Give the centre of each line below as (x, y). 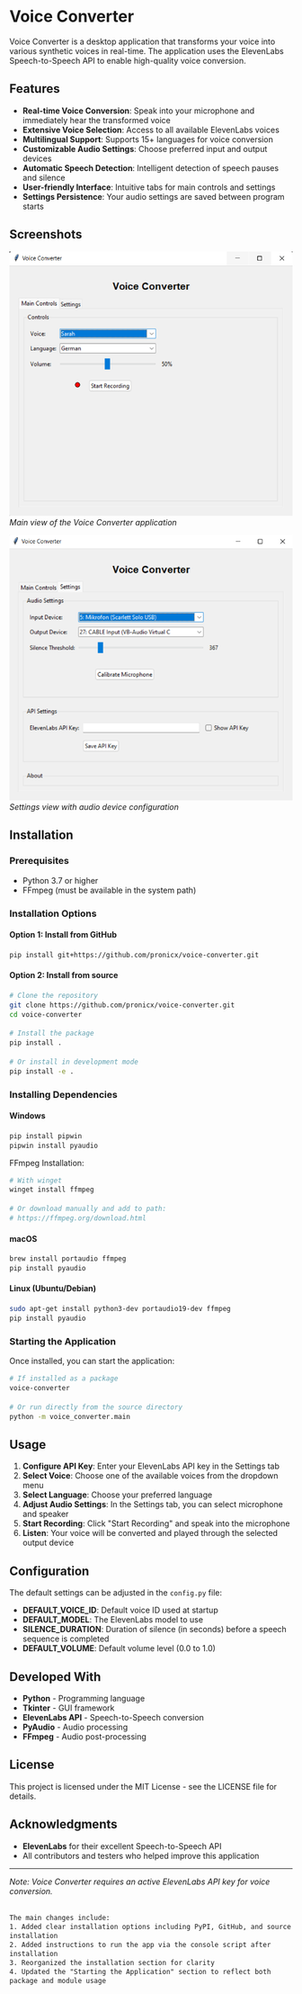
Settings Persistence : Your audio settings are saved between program (153, 196)
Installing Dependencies (64, 1094)
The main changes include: (60, 1918)
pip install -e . (42, 1071)
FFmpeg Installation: (47, 1163)
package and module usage (58, 1981)
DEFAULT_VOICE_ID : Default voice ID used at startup (120, 1610)
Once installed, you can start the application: (92, 1361)
